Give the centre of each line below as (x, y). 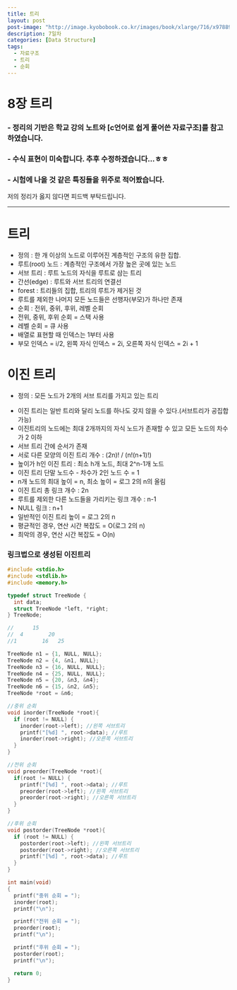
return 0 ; (28, 973)
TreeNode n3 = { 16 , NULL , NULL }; (56, 667)
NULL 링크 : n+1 (40, 508)
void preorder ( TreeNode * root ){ (55, 771)
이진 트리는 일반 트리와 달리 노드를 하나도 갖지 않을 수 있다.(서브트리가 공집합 (123, 410)
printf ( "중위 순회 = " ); (47, 895)
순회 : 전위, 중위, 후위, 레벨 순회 (61, 308)
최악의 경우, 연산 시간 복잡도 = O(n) (66, 534)
